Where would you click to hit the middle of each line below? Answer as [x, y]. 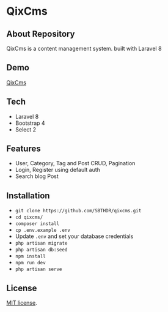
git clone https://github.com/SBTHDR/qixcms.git [78, 211]
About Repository [41, 34]
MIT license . [22, 303]
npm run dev [30, 263]
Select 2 [26, 129]
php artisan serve [38, 269]
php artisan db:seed [41, 250]
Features [24, 149]
